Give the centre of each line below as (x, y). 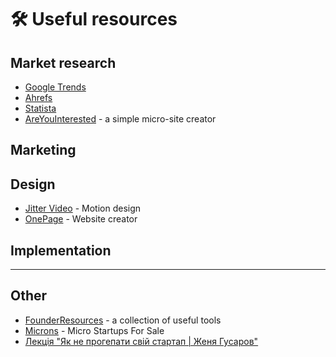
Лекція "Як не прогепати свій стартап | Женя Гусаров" (141, 341)
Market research (63, 62)
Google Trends (55, 87)
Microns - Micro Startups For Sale (94, 330)
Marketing (43, 150)
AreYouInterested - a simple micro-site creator (120, 119)
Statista (40, 108)
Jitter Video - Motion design (83, 208)
